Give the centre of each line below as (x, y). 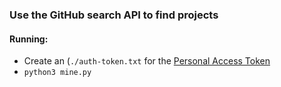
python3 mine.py (57, 73)
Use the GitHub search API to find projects (114, 15)
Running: (29, 39)
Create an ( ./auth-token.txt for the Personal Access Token (147, 61)
